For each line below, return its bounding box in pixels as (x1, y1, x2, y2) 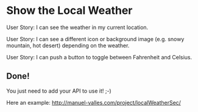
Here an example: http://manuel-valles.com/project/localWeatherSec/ (6, 99, 182, 106)
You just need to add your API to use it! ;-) (6, 87, 111, 94)
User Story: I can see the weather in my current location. (6, 24, 149, 31)
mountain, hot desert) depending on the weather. (6, 42, 130, 49)
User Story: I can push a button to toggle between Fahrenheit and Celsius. (6, 53, 193, 61)
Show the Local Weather (6, 4, 133, 18)
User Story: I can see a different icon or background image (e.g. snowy (6, 35, 185, 42)
